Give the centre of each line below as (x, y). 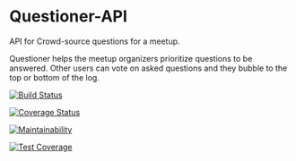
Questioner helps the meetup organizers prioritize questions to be (131, 58)
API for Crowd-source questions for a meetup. (95, 41)
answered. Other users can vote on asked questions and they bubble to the (148, 68)
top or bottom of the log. (55, 77)
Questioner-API (69, 17)
